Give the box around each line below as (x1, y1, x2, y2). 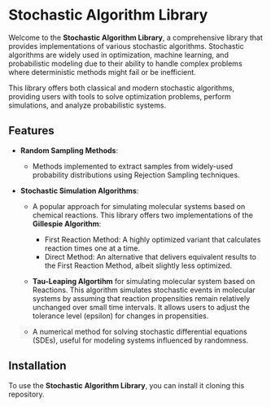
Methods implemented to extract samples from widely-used (32, 161, 234, 171)
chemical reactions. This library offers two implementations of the (32, 210, 254, 220)
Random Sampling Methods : (20, 145, 119, 155)
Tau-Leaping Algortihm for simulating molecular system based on (32, 276, 256, 286)
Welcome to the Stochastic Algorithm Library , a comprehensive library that (8, 33, 263, 42)
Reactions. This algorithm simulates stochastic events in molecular (32, 285, 256, 295)
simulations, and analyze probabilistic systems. (8, 100, 167, 110)
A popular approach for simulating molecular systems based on (32, 201, 246, 211)
